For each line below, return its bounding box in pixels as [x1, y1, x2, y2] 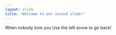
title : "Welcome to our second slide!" [5, 12, 86, 16]
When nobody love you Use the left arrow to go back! [5, 24, 112, 30]
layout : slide [5, 7, 34, 12]
